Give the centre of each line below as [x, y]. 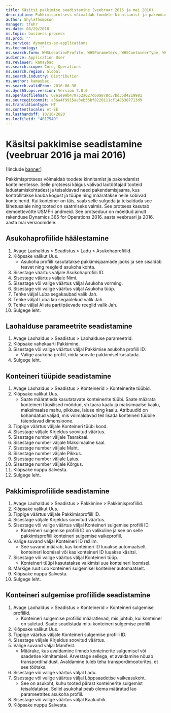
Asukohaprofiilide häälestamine [57, 238]
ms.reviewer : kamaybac [30, 62]
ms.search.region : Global [33, 72]
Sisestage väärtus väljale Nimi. [45, 278]
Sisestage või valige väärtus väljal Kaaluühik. [60, 699]
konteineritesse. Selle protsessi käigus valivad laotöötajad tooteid [74, 184]
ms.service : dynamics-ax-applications [47, 43]
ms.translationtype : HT [31, 105]
